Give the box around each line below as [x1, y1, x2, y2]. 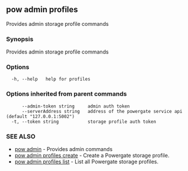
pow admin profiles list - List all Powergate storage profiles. [14, 158, 159, 165]
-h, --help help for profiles [11, 76, 91, 82]
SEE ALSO [6, 132, 36, 140]
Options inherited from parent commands [6, 90, 127, 98]
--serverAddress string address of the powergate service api [21, 108, 183, 114]
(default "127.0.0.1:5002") [6, 113, 75, 119]
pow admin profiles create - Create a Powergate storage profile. [14, 152, 170, 159]
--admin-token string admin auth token [21, 103, 130, 109]
